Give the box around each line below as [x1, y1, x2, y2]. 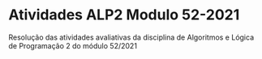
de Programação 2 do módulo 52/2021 [8, 40, 138, 50]
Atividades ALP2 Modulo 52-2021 [8, 6, 240, 24]
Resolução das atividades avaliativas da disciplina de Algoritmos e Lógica [8, 32, 254, 42]
